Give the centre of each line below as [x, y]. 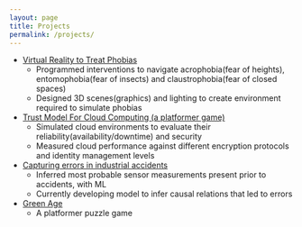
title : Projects [40, 26]
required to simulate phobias [89, 108]
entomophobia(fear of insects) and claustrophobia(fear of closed [156, 79]
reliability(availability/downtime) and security [119, 137]
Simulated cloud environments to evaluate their [124, 127]
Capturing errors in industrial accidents [95, 165]
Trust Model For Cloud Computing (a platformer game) [124, 117]
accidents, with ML [71, 185]
